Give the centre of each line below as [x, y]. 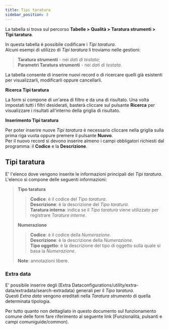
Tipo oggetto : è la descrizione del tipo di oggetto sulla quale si [95, 245]
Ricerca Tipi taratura [27, 90]
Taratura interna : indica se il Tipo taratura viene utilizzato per [94, 210]
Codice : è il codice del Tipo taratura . [68, 199]
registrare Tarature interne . [58, 215]
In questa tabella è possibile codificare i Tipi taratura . [61, 44]
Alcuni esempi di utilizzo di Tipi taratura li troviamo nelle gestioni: [73, 50]
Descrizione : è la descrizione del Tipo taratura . [79, 204]
